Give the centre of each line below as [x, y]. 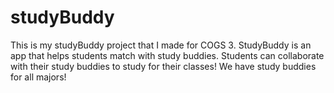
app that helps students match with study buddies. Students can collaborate [167, 55]
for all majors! [38, 77]
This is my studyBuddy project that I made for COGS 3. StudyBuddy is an [161, 45]
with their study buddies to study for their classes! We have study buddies [163, 66]
